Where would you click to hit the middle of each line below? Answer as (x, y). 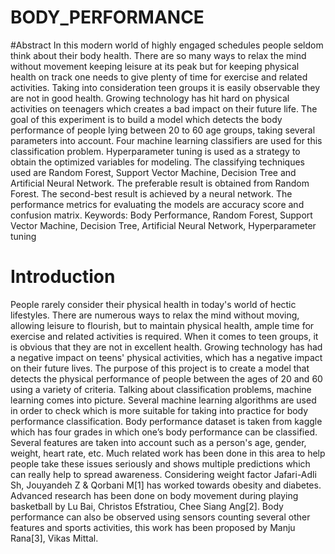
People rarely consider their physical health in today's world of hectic (153, 304)
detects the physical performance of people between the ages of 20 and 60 (166, 378)
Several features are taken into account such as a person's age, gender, (158, 442)
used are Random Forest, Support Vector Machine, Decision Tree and (153, 172)
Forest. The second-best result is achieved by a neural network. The (151, 193)
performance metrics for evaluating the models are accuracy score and (157, 204)
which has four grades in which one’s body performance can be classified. (164, 432)
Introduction (63, 277)
